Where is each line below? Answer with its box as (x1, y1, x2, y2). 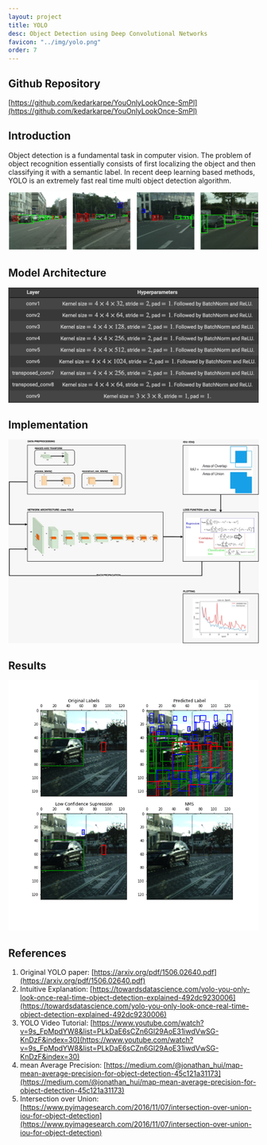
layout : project (8, 13, 62, 21)
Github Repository (8, 76, 101, 91)
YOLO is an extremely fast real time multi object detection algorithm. (8, 176, 232, 185)
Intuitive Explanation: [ (19, 984, 93, 993)
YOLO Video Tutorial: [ (19, 1018, 94, 1027)
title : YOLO (8, 21, 48, 29)
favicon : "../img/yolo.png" (8, 38, 102, 46)
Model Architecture (8, 266, 107, 280)
